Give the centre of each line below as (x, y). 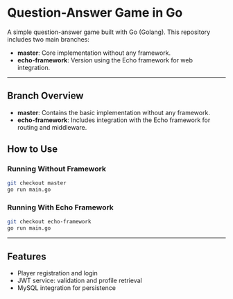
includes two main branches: (49, 39)
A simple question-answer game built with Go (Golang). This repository (109, 32)
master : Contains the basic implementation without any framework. (113, 112)
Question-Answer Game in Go (95, 13)
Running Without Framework (57, 169)
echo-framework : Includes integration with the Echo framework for (114, 120)
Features (27, 256)
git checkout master (37, 183)
